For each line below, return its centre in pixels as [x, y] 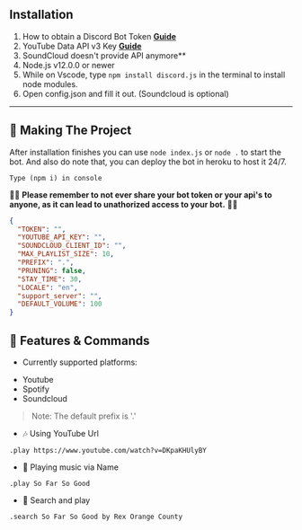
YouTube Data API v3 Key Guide [82, 46]
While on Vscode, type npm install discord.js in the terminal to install [154, 75]
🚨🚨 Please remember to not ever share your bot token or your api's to [141, 194]
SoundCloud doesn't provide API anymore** [104, 55]
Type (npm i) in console [56, 178]
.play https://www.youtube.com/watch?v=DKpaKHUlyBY [108, 450]
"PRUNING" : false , [52, 270]
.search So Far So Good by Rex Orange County [96, 517]
